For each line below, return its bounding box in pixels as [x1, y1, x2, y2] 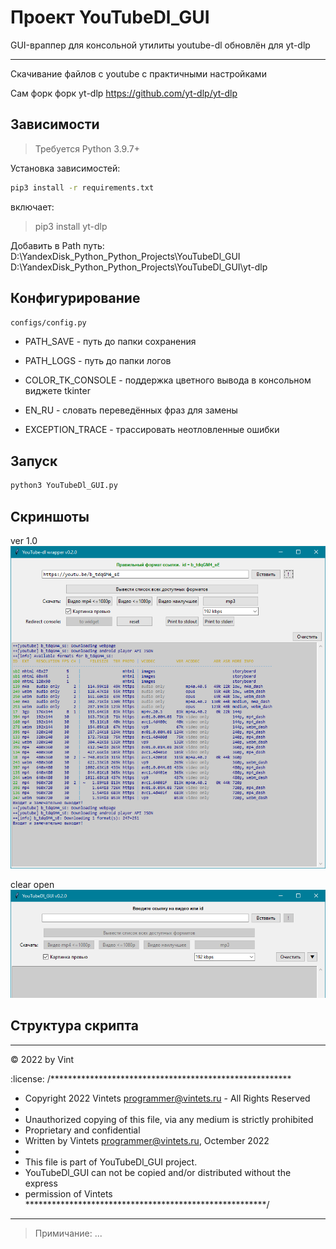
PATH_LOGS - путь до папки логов [24, 355, 172, 367]
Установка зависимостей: [10, 162, 121, 174]
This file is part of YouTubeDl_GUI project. [24, 1156, 198, 1168]
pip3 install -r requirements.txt [10, 182, 155, 193]
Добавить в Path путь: [10, 239, 105, 251]
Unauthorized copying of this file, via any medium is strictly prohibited [24, 1113, 314, 1125]
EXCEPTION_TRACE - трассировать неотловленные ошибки [24, 424, 280, 436]
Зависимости [10, 116, 100, 133]
